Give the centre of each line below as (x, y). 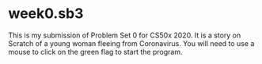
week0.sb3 (46, 14)
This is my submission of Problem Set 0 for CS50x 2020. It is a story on (125, 35)
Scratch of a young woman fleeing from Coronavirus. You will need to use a (131, 43)
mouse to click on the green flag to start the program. (95, 52)
